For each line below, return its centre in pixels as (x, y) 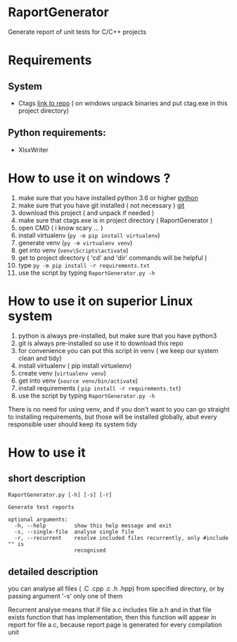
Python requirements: (57, 133)
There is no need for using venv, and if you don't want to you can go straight (119, 409)
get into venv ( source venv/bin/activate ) (78, 381)
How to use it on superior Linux (101, 301)
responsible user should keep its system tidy (73, 424)
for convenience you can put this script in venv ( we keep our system (118, 350)
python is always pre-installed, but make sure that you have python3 (117, 335)
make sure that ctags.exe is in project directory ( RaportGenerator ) (115, 220)
